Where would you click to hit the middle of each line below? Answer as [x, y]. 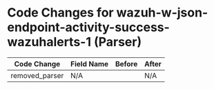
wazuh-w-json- [162, 13]
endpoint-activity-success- [89, 27]
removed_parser [37, 75]
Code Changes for [60, 13]
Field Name [89, 63]
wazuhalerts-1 [49, 42]
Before [126, 63]
